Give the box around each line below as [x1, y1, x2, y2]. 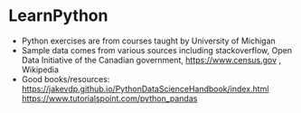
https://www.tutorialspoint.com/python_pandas [21, 92, 198, 104]
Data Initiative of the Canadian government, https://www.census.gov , [21, 54, 282, 65]
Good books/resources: [21, 73, 110, 84]
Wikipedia [21, 64, 60, 75]
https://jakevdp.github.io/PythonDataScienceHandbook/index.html [21, 83, 269, 94]
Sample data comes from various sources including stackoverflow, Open [21, 44, 293, 55]
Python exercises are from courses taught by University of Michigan [21, 35, 277, 46]
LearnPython [8, 5, 108, 26]
